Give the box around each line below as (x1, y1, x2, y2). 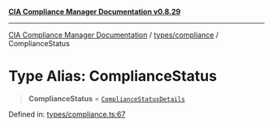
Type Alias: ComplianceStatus (8, 67, 218, 86)
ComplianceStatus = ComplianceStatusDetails (28, 93, 185, 104)
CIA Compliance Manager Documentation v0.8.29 (8, 7, 181, 16)
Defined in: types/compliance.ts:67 (8, 109, 126, 119)
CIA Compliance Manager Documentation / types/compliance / (8, 30, 219, 40)
